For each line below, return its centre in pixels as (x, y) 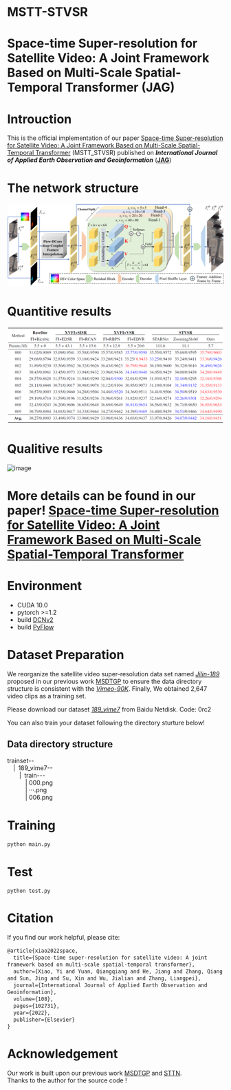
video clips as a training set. (47, 696)
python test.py (29, 891)
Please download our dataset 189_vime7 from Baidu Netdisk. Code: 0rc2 (109, 709)
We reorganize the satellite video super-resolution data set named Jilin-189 (113, 674)
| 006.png (39, 798)
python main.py (29, 845)
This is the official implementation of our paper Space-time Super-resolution (115, 138)
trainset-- (21, 761)
